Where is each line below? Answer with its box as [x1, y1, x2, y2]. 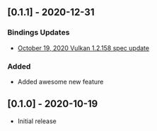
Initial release [17, 117, 57, 125]
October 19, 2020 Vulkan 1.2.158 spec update [17, 43, 150, 52]
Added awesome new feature [17, 77, 104, 86]
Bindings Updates [7, 28, 70, 38]
